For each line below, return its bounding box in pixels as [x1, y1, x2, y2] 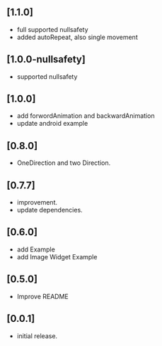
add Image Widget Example [16, 252, 98, 261]
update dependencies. [16, 206, 83, 215]
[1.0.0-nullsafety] [6, 53, 86, 65]
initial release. [16, 331, 58, 340]
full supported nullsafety [16, 25, 89, 33]
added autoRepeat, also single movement [16, 33, 139, 41]
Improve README [16, 292, 69, 301]
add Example [16, 245, 56, 254]
